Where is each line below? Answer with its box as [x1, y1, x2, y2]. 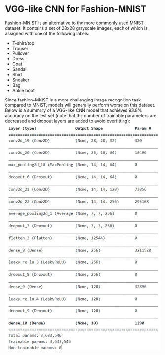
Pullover [12, 51, 29, 56]
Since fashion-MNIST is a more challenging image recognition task [5, 97, 141, 102]
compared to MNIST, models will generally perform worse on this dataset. [5, 102, 156, 108]
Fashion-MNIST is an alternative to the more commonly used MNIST [5, 20, 144, 26]
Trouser [12, 45, 29, 51]
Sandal [12, 66, 27, 72]
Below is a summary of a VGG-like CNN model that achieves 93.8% [5, 107, 142, 113]
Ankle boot [12, 87, 35, 93]
